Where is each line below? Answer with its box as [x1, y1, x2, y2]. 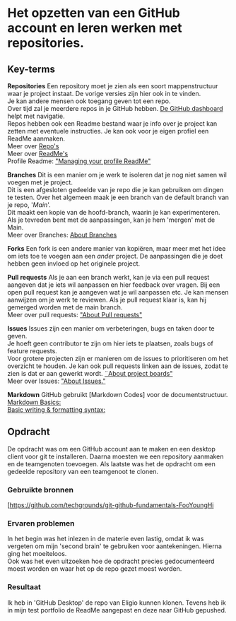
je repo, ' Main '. [7, 201, 51, 209]
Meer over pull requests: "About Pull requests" [7, 311, 143, 319]
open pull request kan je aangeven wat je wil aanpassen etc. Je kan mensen [7, 288, 229, 296]
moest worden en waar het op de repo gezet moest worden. [7, 564, 182, 573]
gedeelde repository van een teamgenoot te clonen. [7, 467, 159, 475]
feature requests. [7, 347, 58, 355]
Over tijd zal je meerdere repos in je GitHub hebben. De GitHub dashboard [7, 105, 224, 112]
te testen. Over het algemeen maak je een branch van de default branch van [7, 193, 230, 201]
